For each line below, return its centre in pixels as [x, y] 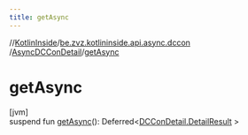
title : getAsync [39, 17]
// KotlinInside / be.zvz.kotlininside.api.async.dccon [100, 42]
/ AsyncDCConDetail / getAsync [64, 52]
